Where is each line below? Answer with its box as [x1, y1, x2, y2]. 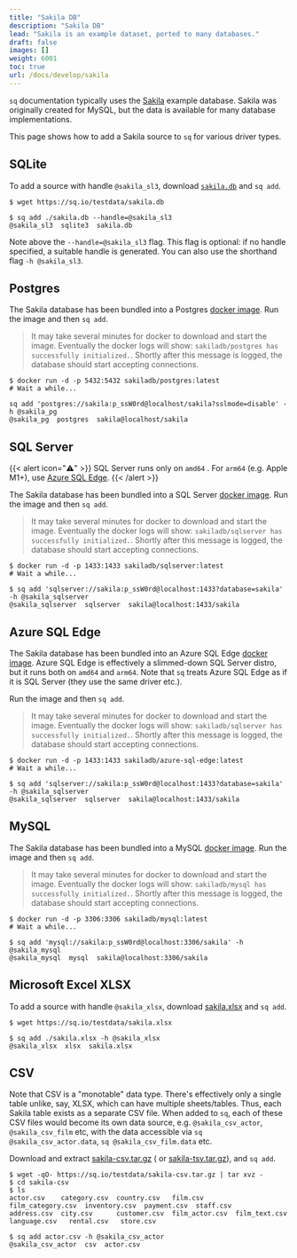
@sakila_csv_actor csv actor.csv [9, 1240, 141, 1249]
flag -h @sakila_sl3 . [9, 255, 84, 266]
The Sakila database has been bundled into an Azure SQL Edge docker [9, 649, 269, 658]
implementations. [9, 114, 73, 124]
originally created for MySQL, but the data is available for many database [9, 104, 277, 115]
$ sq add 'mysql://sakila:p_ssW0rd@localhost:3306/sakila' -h [9, 938, 244, 947]
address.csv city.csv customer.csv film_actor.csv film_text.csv [9, 1209, 288, 1218]
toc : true [9, 63, 46, 72]
